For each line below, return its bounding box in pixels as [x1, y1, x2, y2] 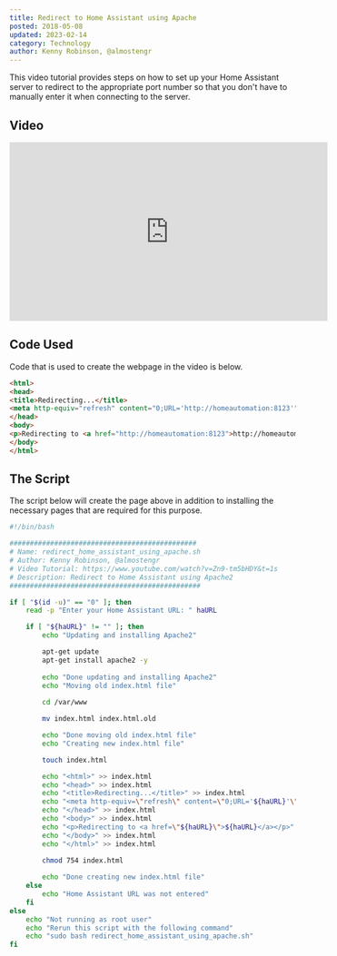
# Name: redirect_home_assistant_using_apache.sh [9, 547, 202, 557]
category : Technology [9, 38, 92, 48]
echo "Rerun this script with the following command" [25, 923, 233, 932]
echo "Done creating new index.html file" [42, 872, 205, 882]
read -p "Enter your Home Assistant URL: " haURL [25, 606, 218, 616]
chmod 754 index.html [42, 855, 124, 865]
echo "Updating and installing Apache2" [42, 631, 197, 640]
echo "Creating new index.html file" [42, 739, 184, 748]
